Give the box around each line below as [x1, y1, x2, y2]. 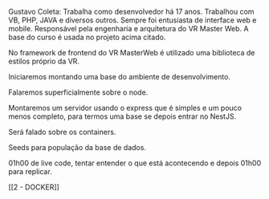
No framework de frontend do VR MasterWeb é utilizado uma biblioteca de [8, 48, 255, 57]
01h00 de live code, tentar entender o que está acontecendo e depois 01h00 [8, 158, 262, 168]
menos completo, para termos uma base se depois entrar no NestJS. [8, 112, 237, 121]
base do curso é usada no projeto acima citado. [8, 32, 166, 42]
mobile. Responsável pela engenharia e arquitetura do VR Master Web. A [8, 24, 249, 33]
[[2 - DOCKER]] [8, 182, 60, 192]
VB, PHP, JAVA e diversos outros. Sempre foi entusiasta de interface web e [8, 15, 257, 25]
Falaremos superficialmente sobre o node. [8, 87, 149, 97]
